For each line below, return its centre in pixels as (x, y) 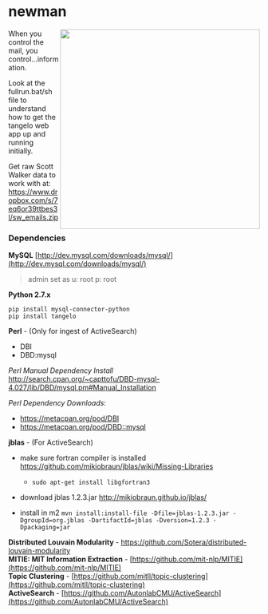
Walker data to (32, 175)
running (21, 142)
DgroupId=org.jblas (52, 521)
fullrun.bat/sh (30, 91)
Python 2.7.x (30, 295)
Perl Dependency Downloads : (57, 403)
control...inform (33, 59)
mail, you (23, 50)
